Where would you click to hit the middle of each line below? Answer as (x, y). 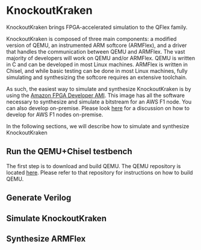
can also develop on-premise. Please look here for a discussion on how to (98, 108)
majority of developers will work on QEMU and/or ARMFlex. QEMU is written (101, 58)
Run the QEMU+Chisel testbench (69, 152)
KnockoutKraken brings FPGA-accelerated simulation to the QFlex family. (97, 27)
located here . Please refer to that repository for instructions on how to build (100, 172)
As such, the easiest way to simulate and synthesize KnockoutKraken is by (99, 89)
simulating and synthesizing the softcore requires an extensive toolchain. (97, 77)
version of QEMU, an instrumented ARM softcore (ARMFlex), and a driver (97, 45)
